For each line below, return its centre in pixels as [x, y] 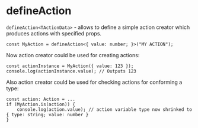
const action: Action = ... [41, 99]
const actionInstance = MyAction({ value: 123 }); [70, 66]
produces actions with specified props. [54, 33]
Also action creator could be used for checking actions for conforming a [94, 82]
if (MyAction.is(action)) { [41, 104]
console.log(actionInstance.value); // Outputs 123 [71, 71]
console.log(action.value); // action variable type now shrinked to [105, 109]
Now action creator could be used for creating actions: [73, 55]
